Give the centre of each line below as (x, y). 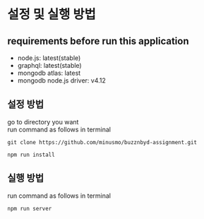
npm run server (30, 208)
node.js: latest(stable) (49, 58)
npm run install (31, 155)
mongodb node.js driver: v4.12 (61, 81)
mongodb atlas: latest (49, 73)
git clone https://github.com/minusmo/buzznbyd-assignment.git (102, 142)
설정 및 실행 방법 (52, 14)
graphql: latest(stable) (50, 65)
